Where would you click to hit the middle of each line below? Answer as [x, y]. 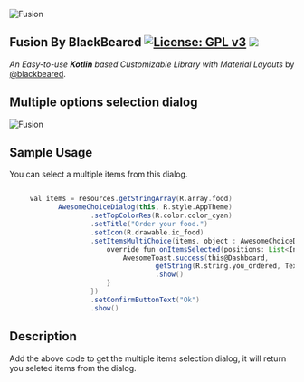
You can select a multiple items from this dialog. [99, 174]
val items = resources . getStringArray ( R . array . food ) [131, 199]
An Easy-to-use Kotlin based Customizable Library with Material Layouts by [152, 64]
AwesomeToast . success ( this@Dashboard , [196, 258]
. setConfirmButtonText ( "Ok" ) [145, 300]
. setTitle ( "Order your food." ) [149, 224]
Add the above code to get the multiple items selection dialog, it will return [148, 358]
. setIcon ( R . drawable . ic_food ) [147, 232]
